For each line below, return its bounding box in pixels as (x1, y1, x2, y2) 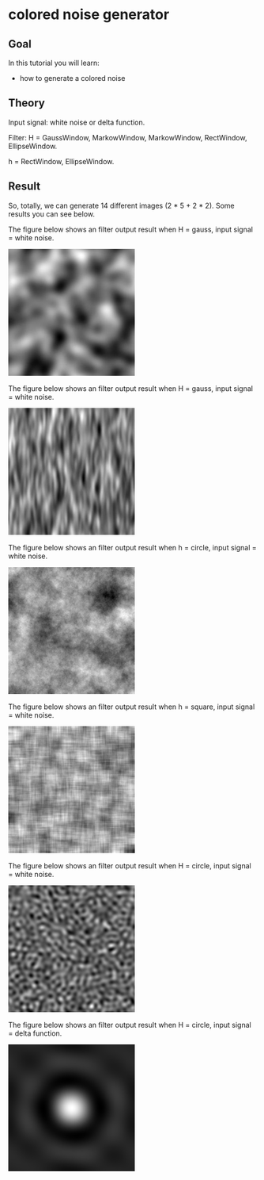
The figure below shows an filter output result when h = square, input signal (8, 702, 255, 711)
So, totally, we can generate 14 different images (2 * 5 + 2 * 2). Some (8, 201, 235, 210)
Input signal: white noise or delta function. (8, 117, 145, 127)
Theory (8, 97, 46, 110)
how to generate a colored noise (19, 74, 126, 82)
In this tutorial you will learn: (8, 58, 100, 67)
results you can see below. (8, 209, 96, 219)
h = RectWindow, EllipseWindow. (8, 156, 115, 166)
